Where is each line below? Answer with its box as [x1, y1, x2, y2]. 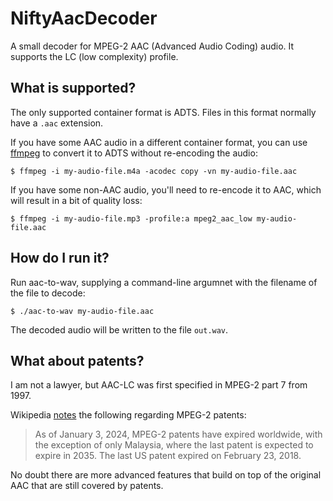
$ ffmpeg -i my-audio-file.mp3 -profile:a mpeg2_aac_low [10, 213, 253, 224]
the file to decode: [10, 287, 86, 299]
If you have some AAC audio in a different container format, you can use [10, 136, 308, 148]
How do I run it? [10, 250, 110, 267]
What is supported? [10, 80, 137, 97]
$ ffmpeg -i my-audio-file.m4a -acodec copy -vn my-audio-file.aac [10, 166, 298, 176]
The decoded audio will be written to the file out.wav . [10, 323, 229, 336]
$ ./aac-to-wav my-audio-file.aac [10, 306, 155, 316]
